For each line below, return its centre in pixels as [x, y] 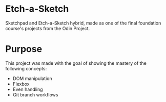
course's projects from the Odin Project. [48, 28]
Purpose [24, 49]
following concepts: [26, 68]
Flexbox [21, 84]
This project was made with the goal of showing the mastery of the [76, 63]
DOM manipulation [32, 78]
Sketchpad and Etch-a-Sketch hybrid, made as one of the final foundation [83, 23]
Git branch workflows [35, 94]
